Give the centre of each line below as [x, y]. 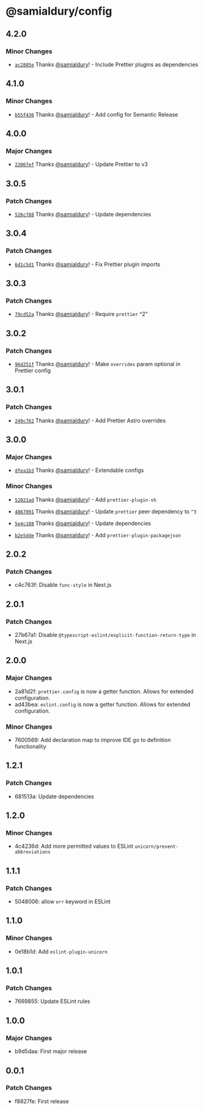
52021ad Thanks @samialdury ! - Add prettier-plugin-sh [86, 499]
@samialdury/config [59, 11]
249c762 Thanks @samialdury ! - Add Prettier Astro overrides [90, 421]
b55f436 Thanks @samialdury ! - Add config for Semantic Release [96, 114]
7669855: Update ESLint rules [52, 1001]
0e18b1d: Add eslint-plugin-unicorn [61, 951]
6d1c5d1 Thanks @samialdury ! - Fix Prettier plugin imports [87, 264]
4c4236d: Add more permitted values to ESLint [74, 846]
